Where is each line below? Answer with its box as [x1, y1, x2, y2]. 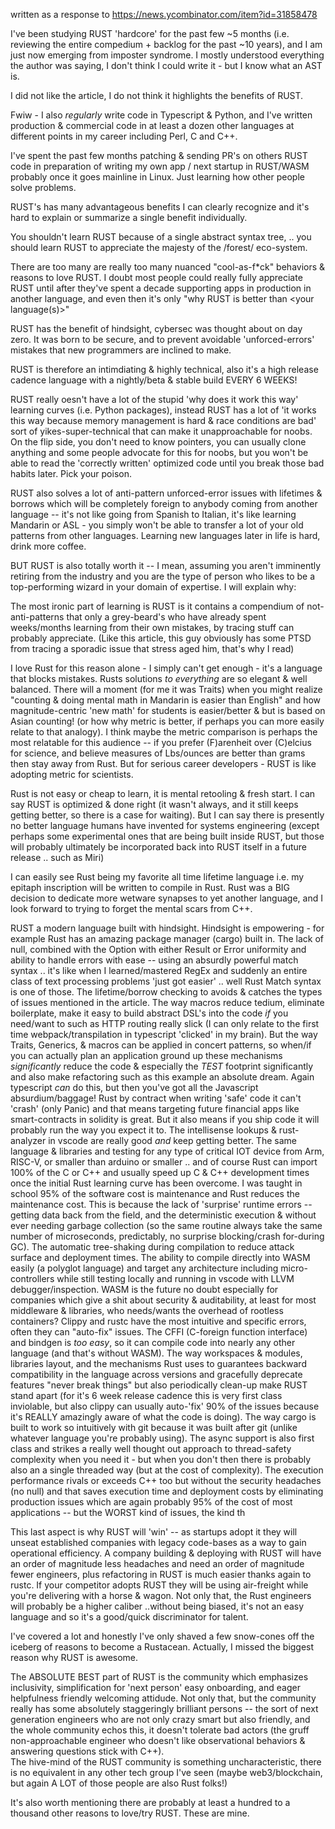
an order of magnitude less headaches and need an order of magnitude [10, 1558, 305, 1569]
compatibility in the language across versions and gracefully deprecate [10, 1369, 303, 1380]
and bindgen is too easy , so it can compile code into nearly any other [10, 1337, 296, 1348]
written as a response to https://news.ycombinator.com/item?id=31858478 [10, 9, 318, 20]
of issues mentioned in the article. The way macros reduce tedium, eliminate [10, 997, 325, 1008]
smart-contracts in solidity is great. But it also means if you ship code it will [10, 1114, 320, 1125]
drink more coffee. [10, 540, 87, 552]
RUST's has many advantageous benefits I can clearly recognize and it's [10, 201, 310, 213]
